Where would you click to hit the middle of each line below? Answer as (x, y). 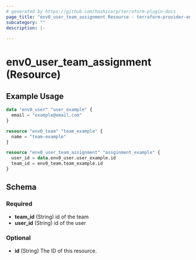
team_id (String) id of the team (52, 217)
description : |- (26, 28)
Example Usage (35, 96)
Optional (18, 238)
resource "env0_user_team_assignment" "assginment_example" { (83, 153)
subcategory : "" (26, 22)
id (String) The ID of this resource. (56, 251)
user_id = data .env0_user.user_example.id (64, 158)
